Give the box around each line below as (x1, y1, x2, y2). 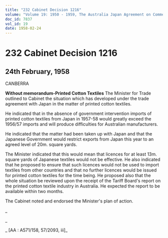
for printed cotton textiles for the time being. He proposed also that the (5, 172, 151, 178)
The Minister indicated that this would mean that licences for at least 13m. (5, 151, 157, 157)
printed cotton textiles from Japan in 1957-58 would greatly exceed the (5, 116, 151, 122)
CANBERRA (5, 80, 29, 86)
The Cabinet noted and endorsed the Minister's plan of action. (5, 198, 133, 204)
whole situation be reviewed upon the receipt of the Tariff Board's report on (5, 178, 161, 184)
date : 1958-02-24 (5, 26, 41, 31)
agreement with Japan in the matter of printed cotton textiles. (5, 101, 131, 107)
